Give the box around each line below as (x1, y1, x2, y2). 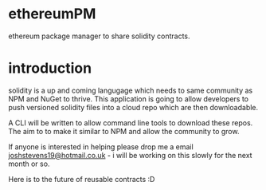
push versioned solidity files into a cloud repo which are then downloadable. (8, 102, 259, 112)
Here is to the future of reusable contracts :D (8, 174, 155, 184)
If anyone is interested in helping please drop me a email (8, 141, 194, 152)
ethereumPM (8, 5, 96, 23)
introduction (8, 59, 92, 77)
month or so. (8, 159, 50, 168)
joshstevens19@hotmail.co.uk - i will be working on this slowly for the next (8, 150, 252, 160)
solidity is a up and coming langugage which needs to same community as (8, 85, 253, 95)
